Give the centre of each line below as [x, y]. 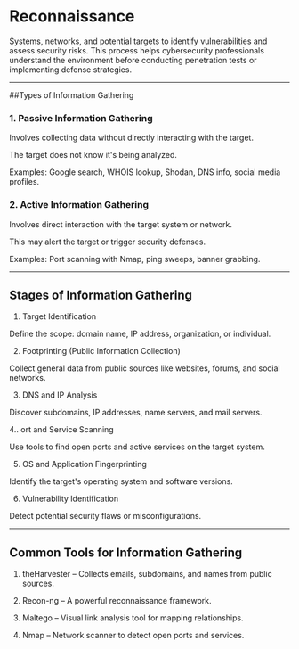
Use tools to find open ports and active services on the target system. [137, 447]
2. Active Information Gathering [79, 205]
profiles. [24, 182]
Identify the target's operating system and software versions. [121, 481]
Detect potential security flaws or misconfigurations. [105, 516]
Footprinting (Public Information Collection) [101, 351]
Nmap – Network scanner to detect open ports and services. [133, 636]
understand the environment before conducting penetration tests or [133, 60]
